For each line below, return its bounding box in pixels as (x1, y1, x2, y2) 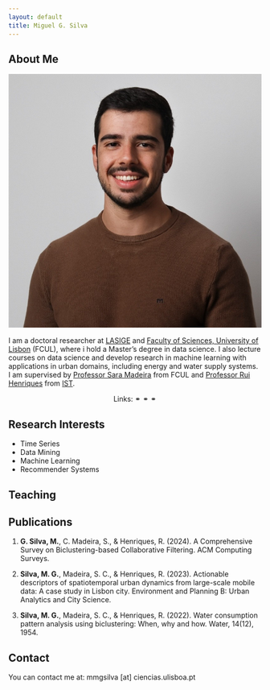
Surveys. (19, 554, 50, 564)
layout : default (8, 13, 63, 21)
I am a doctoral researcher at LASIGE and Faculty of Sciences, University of (8, 336, 259, 345)
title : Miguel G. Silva (8, 21, 88, 30)
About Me (8, 52, 59, 66)
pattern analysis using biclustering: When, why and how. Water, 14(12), (19, 619, 255, 629)
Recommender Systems (19, 465, 100, 474)
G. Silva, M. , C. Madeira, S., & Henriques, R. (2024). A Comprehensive (19, 536, 253, 547)
